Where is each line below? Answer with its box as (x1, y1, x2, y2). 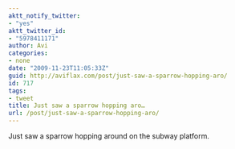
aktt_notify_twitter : (8, 11, 81, 20)
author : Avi (8, 42, 48, 50)
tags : (8, 86, 26, 95)
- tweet (8, 94, 34, 102)
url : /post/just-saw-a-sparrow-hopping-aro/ (8, 110, 160, 118)
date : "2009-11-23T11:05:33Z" (8, 64, 110, 72)
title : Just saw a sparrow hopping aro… (8, 101, 146, 110)
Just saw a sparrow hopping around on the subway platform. (8, 131, 210, 141)
